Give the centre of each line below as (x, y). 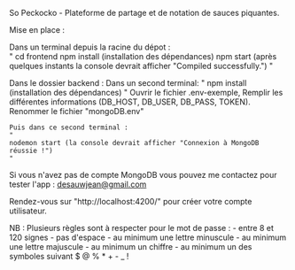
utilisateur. (28, 211)
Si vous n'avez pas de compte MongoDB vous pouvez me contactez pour (143, 175)
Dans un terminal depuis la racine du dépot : (90, 47)
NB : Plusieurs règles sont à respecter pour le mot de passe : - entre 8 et (142, 228)
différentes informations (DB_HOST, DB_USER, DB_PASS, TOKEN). (130, 102)
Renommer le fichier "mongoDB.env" (77, 111)
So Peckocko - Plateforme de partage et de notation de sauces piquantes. (144, 13)
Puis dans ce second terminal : (69, 127)
